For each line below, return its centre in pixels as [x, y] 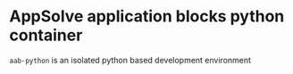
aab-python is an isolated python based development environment [130, 60]
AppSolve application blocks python [147, 16]
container [46, 35]
